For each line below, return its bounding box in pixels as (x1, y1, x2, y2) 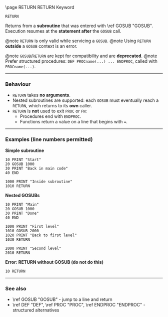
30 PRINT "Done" (5, 211, 39, 216)
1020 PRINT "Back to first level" (5, 233, 77, 238)
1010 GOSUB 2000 (5, 228, 39, 233)
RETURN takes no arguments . (12, 92, 71, 98)
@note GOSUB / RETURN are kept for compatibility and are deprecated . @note (5, 53, 157, 59)
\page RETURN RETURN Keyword (5, 5, 74, 10)
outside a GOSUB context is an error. (5, 43, 77, 49)
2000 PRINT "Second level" (5, 246, 61, 251)
